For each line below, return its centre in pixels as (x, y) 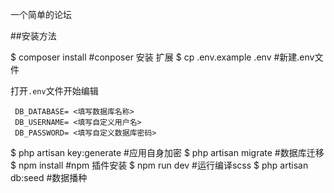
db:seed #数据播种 (49, 177)
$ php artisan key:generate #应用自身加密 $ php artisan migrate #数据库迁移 (167, 152)
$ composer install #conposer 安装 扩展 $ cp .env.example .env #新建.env (162, 57)
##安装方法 (33, 36)
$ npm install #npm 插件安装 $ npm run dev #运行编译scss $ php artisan (159, 165)
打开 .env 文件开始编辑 (54, 91)
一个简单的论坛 (41, 14)
